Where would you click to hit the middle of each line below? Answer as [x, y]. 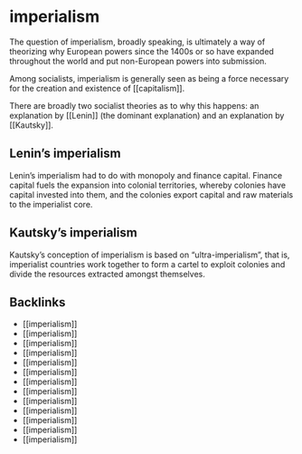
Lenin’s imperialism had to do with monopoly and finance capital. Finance [146, 175]
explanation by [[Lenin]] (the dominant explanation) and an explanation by [147, 115]
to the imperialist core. [51, 204]
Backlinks [38, 302]
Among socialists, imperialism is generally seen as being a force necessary [149, 78]
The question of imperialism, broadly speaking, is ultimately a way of [137, 42]
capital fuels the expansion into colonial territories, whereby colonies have [148, 185]
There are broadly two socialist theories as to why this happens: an [134, 105]
